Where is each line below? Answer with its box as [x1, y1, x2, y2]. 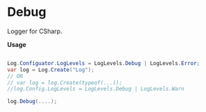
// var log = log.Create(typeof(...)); [7, 79, 123, 86]
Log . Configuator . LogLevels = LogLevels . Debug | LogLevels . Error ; [7, 59, 200, 66]
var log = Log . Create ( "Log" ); [7, 66, 95, 73]
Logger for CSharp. [7, 27, 62, 35]
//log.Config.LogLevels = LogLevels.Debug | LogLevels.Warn [7, 86, 185, 93]
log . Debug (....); [7, 98, 58, 105]
